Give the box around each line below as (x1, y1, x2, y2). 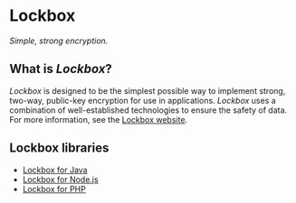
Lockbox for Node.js (22, 173, 99, 185)
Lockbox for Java (22, 164, 88, 175)
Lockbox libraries (9, 141, 110, 156)
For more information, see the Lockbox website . (9, 114, 188, 125)
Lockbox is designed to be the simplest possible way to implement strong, (9, 85, 286, 96)
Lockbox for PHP (22, 183, 86, 194)
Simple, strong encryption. (9, 35, 109, 46)
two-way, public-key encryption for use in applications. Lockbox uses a (9, 95, 276, 106)
